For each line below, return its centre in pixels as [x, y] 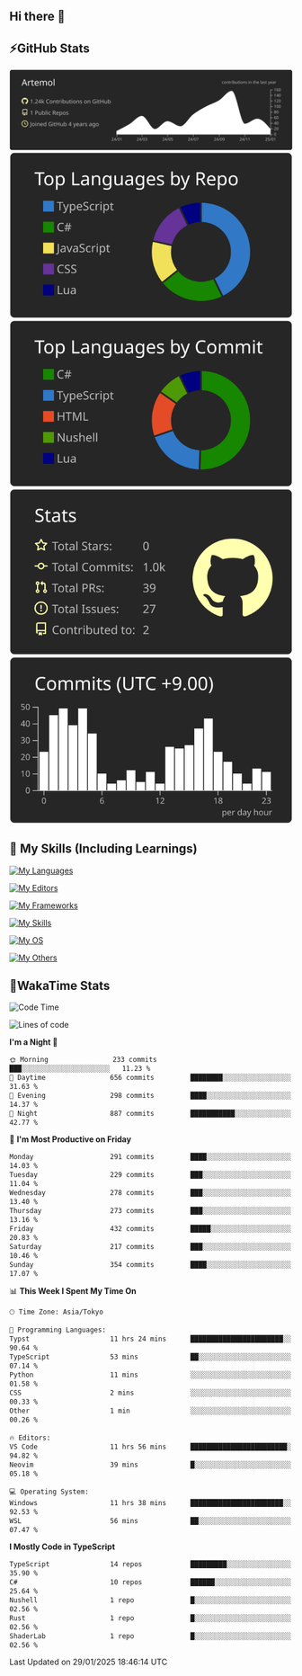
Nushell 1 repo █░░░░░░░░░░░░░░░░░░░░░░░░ [151, 1600]
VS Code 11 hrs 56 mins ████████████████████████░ [151, 1447]
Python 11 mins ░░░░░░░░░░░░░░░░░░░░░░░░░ [151, 1375]
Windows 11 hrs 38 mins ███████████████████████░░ [151, 1503]
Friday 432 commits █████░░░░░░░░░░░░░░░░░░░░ [151, 1229]
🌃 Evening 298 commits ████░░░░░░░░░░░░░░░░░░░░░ [151, 1096]
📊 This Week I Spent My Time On [73, 1291]
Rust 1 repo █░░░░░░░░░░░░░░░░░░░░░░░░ [151, 1618]
